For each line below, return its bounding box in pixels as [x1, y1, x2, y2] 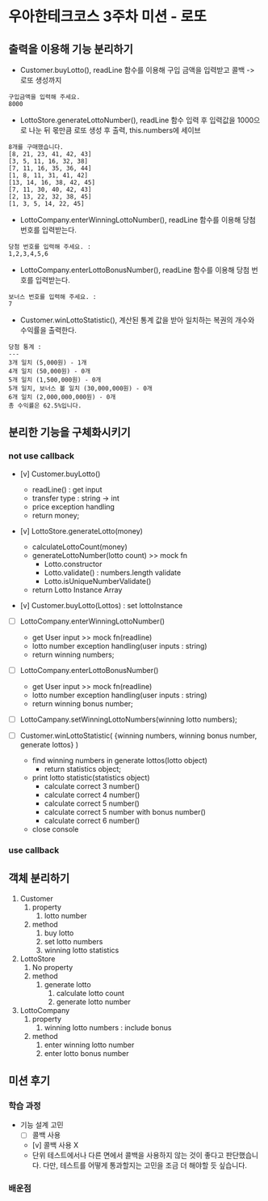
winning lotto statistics [44, 945, 119, 955]
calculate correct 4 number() [44, 790, 140, 799]
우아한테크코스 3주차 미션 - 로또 [8, 7, 207, 26]
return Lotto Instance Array [31, 585, 123, 594]
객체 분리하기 [8, 871, 70, 885]
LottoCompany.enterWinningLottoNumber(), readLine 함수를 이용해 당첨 [19, 215, 256, 224]
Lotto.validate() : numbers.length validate [44, 568, 182, 577]
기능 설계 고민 [19, 1120, 64, 1130]
